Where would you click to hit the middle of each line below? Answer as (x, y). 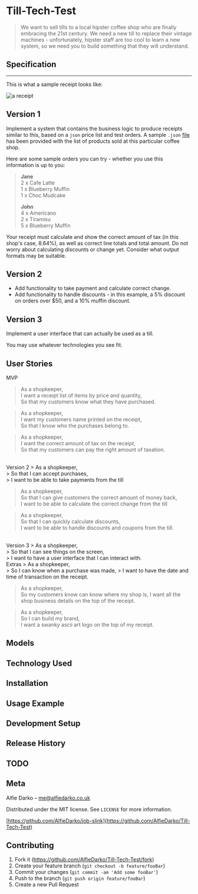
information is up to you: (36, 165)
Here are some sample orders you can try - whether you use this (85, 159)
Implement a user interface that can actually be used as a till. (80, 334)
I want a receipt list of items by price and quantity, (81, 395)
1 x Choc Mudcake (43, 195)
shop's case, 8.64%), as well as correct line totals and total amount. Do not (97, 243)
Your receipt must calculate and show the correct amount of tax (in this (92, 236)
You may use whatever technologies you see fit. (64, 345)
